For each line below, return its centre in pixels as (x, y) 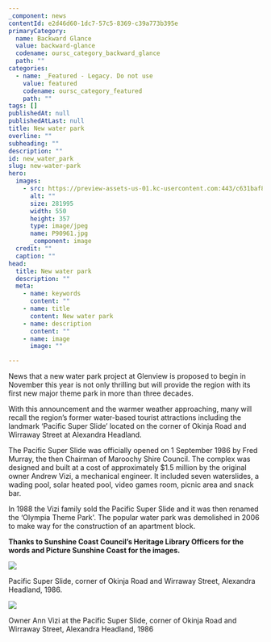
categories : (28, 69)
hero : (17, 174)
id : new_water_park (41, 158)
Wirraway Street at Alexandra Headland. (75, 435)
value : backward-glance (55, 46)
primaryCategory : (38, 31)
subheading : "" (34, 143)
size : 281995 (52, 204)
